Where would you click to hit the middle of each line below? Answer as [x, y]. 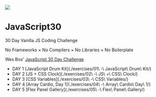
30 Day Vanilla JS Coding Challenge [41, 40]
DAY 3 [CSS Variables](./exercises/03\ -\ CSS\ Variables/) [70, 79]
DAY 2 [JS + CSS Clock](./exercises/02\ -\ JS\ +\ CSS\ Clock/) [75, 74]
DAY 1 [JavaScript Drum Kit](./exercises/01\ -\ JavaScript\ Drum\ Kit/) [82, 69]
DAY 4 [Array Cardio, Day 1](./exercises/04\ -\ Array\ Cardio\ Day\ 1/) [81, 84]
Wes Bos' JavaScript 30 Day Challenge [45, 59]
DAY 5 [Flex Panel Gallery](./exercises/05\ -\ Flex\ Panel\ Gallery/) [78, 89]
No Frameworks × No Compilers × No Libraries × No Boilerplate [69, 50]
